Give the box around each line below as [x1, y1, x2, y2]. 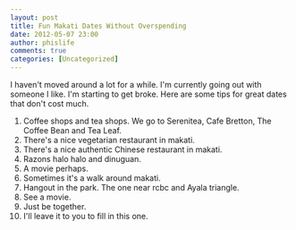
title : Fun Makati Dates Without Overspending [10, 21, 187, 30]
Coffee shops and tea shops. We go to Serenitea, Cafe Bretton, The [22, 115, 272, 126]
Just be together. [22, 201, 87, 211]
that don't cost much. [10, 98, 89, 108]
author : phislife [10, 38, 75, 47]
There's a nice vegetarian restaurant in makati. [22, 135, 195, 145]
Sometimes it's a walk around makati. [22, 173, 161, 183]
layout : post [10, 13, 59, 22]
